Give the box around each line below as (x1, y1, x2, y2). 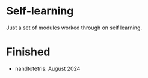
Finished (6, 45, 51, 59)
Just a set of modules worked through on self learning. (6, 24, 143, 31)
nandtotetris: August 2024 (14, 65, 81, 72)
